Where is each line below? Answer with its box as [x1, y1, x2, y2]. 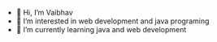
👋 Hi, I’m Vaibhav [15, 8, 73, 17]
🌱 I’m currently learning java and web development [15, 25, 187, 34]
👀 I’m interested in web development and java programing [15, 16, 210, 26]
